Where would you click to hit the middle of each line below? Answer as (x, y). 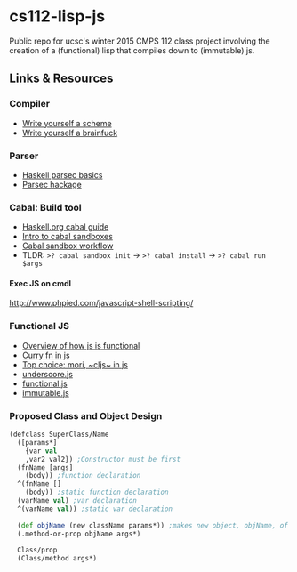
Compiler (30, 104)
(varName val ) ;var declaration (77, 501)
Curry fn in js (46, 355)
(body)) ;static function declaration (97, 492)
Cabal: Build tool (45, 207)
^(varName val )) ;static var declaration (95, 509)
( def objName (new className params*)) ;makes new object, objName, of (153, 525)
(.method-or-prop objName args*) (79, 534)
